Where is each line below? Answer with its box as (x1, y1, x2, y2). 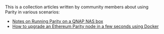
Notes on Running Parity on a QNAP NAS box (12, 19, 103, 24)
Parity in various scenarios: (5, 9, 60, 15)
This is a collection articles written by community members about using (5, 4, 149, 10)
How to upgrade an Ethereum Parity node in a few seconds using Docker (12, 23, 159, 29)
